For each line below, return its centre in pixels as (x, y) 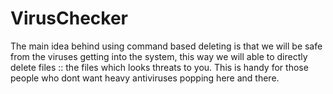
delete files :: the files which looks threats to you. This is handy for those (159, 67)
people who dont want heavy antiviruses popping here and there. (145, 78)
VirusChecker (69, 18)
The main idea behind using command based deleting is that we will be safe (166, 46)
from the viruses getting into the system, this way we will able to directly (159, 56)
